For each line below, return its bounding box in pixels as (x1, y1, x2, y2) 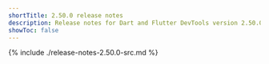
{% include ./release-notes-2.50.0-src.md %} (8, 48, 159, 58)
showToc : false (8, 26, 59, 34)
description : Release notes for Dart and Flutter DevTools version (8, 19, 239, 27)
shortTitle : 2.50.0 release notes (8, 11, 124, 20)
